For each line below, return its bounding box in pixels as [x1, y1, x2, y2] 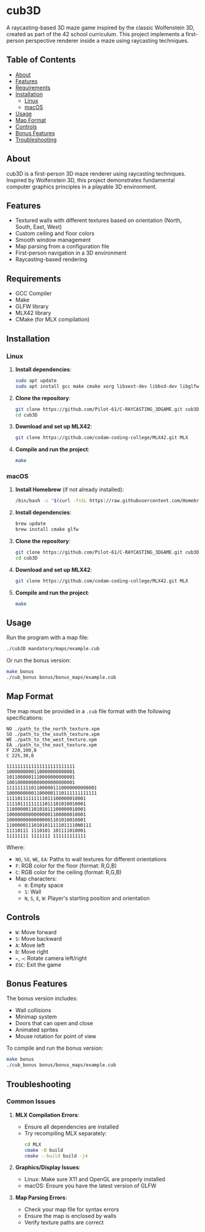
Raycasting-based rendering [15, 256, 88, 263]
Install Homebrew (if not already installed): [15, 486, 124, 493]
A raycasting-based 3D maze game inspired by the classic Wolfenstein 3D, [6, 24, 195, 31]
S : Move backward [15, 935, 62, 942]
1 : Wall [24, 888, 42, 895]
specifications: [6, 714, 44, 721]
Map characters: [15, 875, 57, 882]
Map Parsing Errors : [15, 1194, 67, 1201]
